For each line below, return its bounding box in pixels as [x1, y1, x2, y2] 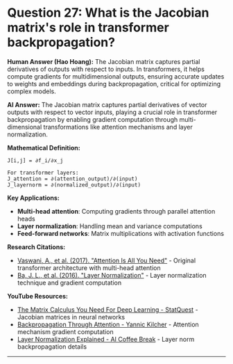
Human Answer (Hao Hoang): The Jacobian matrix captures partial [7, 57, 200, 65]
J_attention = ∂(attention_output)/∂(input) [7, 175, 138, 182]
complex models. [7, 87, 57, 95]
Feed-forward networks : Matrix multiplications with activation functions [17, 229, 224, 237]
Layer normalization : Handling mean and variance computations [17, 221, 202, 230]
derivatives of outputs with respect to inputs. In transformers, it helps [7, 65, 205, 73]
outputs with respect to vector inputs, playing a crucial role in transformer [7, 108, 218, 116]
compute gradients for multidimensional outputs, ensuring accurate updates [7, 72, 225, 81]
